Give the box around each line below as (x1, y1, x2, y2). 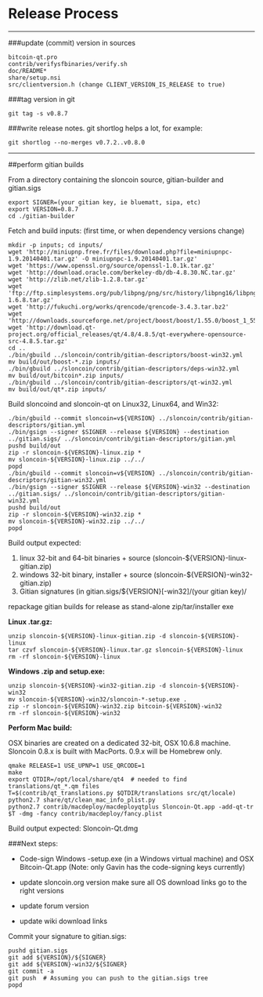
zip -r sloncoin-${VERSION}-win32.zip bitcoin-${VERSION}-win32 (8, 702, 222, 710)
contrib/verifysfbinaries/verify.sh (8, 60, 128, 68)
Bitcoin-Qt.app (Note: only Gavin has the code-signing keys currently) (19, 862, 246, 871)
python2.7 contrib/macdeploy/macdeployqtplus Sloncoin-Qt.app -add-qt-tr (8, 802, 254, 811)
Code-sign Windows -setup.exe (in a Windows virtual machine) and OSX (19, 853, 254, 864)
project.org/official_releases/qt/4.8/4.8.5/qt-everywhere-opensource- (8, 331, 247, 338)
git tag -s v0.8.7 (8, 109, 68, 118)
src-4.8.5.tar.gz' (8, 337, 68, 345)
